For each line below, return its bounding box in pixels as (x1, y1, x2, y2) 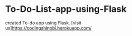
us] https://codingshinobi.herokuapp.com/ (5, 25, 92, 31)
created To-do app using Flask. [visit (5, 20, 82, 26)
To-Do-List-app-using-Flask (5, 3, 127, 15)
